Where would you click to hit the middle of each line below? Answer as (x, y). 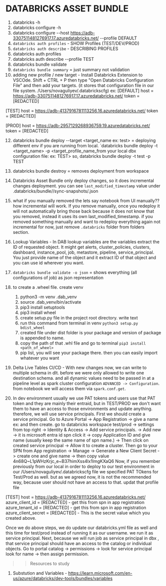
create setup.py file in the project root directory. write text (79, 317)
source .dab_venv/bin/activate (51, 302)
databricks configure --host (41, 33)
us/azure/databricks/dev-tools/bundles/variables (62, 578)
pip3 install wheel (38, 313)
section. (21, 232)
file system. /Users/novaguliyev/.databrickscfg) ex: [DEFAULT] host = (83, 90)
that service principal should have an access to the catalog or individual (79, 543)
